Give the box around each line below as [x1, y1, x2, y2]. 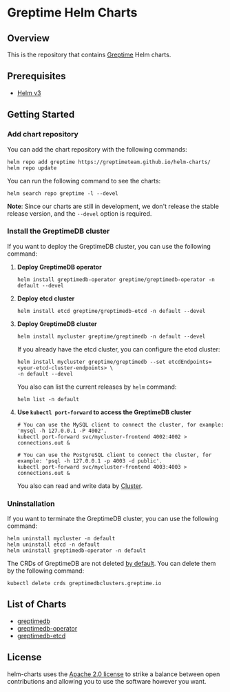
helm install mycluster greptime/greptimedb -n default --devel [17, 333, 206, 340]
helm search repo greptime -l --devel [7, 190, 118, 197]
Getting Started [7, 109, 75, 121]
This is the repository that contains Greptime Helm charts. [7, 50, 171, 59]
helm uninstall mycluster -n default [7, 536, 116, 542]
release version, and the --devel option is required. [7, 209, 152, 218]
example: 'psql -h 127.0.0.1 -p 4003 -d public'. [17, 457, 163, 465]
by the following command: [7, 567, 85, 575]
